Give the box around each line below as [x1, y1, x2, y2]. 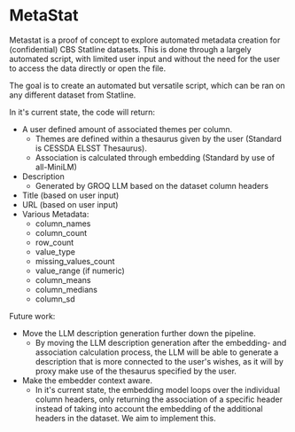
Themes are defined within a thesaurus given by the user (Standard [35, 133, 282, 144]
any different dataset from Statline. [9, 90, 136, 100]
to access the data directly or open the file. [9, 63, 167, 74]
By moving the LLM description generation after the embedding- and [35, 337, 287, 348]
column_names [35, 218, 91, 229]
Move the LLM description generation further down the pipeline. [21, 327, 257, 338]
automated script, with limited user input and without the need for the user [9, 53, 281, 64]
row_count [35, 237, 74, 247]
